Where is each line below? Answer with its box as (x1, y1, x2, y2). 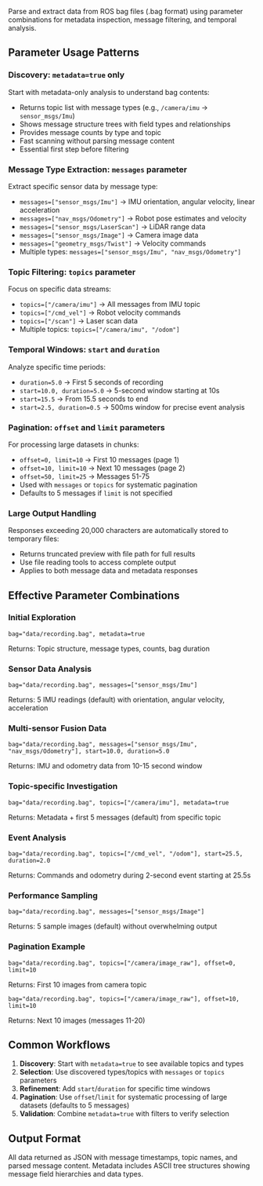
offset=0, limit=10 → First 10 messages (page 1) (19, 454, 180, 464)
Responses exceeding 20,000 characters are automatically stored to (8, 526, 229, 535)
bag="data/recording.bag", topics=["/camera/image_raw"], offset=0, (8, 959, 236, 967)
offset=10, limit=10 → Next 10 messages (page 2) (19, 463, 186, 473)
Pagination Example (8, 941, 86, 952)
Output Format (8, 1132, 81, 1145)
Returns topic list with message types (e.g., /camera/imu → (19, 102, 209, 112)
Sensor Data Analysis (8, 663, 92, 674)
